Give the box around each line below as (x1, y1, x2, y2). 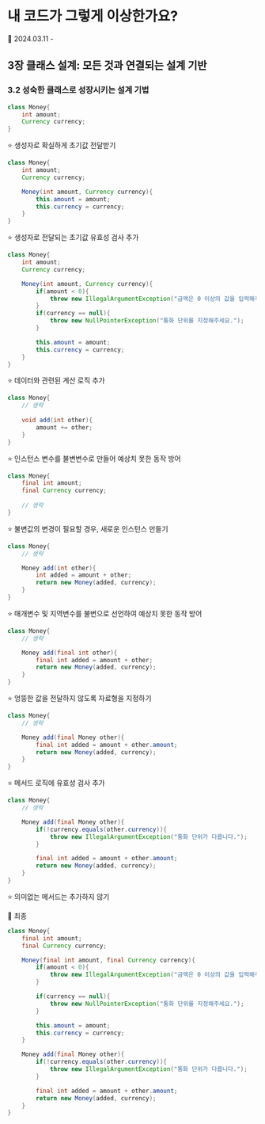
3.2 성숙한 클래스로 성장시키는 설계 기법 (7, 85, 150, 96)
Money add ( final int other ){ (21, 649, 118, 657)
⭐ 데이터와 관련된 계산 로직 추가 (7, 375, 105, 385)
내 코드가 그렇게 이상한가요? (7, 7, 179, 25)
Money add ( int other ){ (21, 564, 97, 572)
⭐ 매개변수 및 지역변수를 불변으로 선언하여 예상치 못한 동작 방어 (7, 608, 203, 618)
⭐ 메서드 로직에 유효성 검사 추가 (7, 778, 105, 788)
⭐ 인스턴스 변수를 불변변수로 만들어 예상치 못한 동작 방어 (7, 453, 181, 463)
